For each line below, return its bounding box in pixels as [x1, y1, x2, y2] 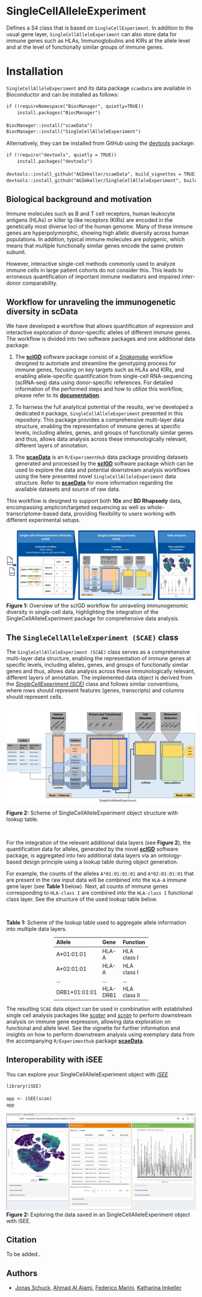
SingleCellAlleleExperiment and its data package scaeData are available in [6, 84, 191, 92]
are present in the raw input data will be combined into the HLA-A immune [6, 876, 187, 883]
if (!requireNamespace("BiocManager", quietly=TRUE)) [6, 103, 144, 109]
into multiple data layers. [6, 925, 67, 932]
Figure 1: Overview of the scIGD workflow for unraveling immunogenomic [6, 602, 188, 610]
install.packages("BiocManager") [17, 110, 101, 116]
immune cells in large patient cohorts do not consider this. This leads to [6, 267, 183, 274]
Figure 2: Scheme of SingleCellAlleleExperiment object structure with [6, 809, 179, 816]
